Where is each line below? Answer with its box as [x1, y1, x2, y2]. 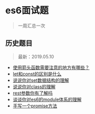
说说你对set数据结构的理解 [12, 77, 69, 83]
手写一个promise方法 [12, 103, 58, 109]
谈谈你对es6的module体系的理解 [12, 96, 82, 102]
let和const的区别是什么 [12, 71, 62, 77]
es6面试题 [5, 5, 49, 16]
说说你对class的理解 [12, 83, 55, 89]
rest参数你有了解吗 [12, 90, 53, 96]
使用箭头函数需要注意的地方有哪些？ [12, 64, 90, 71]
